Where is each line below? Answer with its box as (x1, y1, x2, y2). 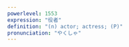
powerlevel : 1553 (7, 10, 58, 17)
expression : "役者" (7, 17, 62, 23)
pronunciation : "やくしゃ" (7, 29, 82, 37)
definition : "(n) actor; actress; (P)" (7, 23, 123, 30)
